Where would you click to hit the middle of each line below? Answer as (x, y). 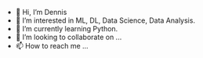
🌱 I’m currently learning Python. (67, 29)
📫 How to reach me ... (52, 46)
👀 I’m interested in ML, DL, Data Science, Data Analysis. (105, 20)
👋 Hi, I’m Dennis (41, 12)
